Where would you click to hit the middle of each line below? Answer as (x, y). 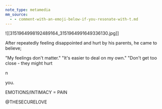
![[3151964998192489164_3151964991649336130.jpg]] (62, 33)
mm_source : (17, 14)
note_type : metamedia (28, 10)
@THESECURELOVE (26, 102)
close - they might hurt (29, 63)
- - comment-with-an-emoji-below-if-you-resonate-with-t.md (74, 19)
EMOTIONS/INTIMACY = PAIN (36, 92)
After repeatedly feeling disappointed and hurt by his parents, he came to (81, 43)
